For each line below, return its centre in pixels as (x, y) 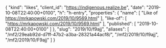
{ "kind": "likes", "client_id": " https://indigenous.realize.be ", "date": (75, 7)
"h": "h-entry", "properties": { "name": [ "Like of (108, 13)
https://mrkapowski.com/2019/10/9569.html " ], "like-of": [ (66, 18)
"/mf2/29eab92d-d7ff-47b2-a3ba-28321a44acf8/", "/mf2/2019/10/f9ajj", (82, 34)
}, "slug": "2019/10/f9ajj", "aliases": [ (91, 29)
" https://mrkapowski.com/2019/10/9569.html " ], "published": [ (71, 23)
